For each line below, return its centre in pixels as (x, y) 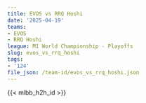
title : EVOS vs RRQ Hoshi (45, 14)
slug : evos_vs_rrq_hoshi (44, 53)
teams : (17, 27)
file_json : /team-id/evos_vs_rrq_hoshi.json (73, 72)
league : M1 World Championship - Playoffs (70, 46)
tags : (15, 60)
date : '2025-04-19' (36, 20)
